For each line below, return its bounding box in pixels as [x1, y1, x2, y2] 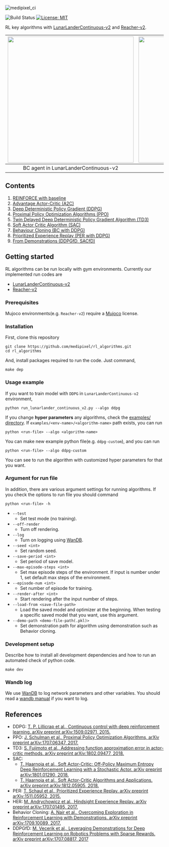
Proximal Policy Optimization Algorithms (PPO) [12, 211, 109, 217]
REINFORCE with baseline [12, 195, 66, 201]
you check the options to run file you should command [5, 492, 118, 498]
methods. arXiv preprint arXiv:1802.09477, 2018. [24, 750, 124, 756]
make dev [5, 667, 24, 673]
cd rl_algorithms [5, 348, 42, 354]
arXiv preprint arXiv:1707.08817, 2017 [12, 836, 89, 842]
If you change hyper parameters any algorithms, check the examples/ [5, 414, 151, 420]
